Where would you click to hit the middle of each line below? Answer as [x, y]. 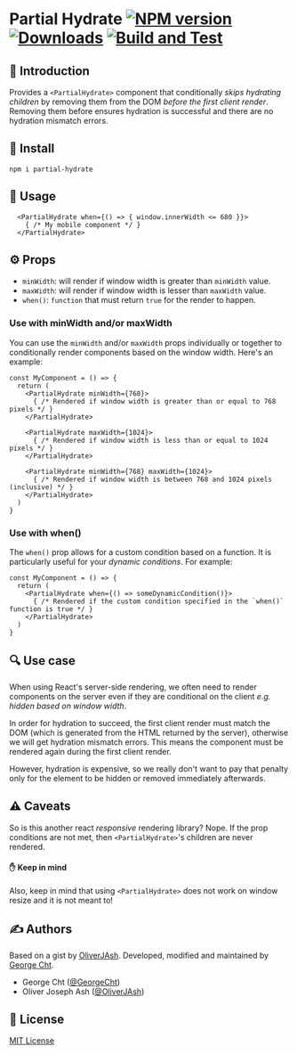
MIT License [32, 1041]
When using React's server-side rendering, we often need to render [133, 687]
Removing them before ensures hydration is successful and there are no [141, 111]
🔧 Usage [32, 196]
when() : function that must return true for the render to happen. [139, 300]
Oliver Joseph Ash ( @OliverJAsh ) [83, 991]
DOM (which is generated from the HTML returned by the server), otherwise [149, 732]
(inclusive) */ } [41, 487]
